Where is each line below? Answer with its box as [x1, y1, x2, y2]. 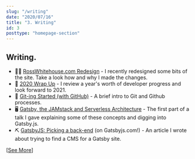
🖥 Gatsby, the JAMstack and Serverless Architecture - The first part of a [14, 105, 190, 112]
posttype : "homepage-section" [6, 31, 80, 36]
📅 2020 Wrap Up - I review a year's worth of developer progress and [14, 80, 181, 87]
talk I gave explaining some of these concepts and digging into [14, 114, 166, 121]
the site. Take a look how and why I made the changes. [14, 74, 148, 81]
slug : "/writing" [6, 8, 49, 15]
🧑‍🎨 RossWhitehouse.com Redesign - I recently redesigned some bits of [14, 67, 188, 75]
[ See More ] [6, 146, 33, 153]
